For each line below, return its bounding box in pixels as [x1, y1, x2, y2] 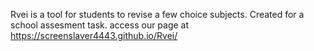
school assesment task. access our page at [10, 19, 190, 31]
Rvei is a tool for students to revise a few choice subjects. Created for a [10, 9, 305, 20]
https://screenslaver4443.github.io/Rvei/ [10, 30, 178, 41]
